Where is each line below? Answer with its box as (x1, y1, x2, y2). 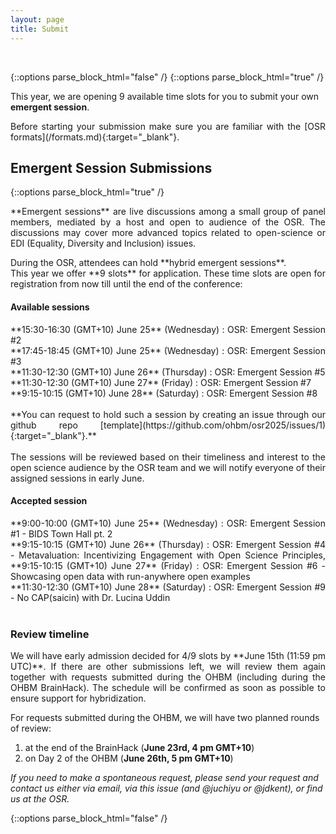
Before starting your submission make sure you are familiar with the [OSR (10, 120, 326, 132)
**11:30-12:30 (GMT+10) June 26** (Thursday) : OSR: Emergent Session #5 (10, 366, 326, 378)
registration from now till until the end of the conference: (10, 278, 243, 290)
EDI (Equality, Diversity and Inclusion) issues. (10, 237, 197, 250)
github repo (10, 419, 78, 431)
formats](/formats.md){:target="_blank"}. (10, 131, 180, 143)
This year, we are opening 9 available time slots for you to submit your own (10, 90, 320, 102)
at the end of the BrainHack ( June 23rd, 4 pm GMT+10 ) (24, 742, 255, 754)
